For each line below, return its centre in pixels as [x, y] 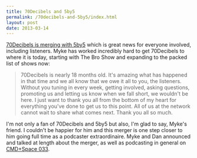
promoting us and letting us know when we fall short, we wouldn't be [104, 94]
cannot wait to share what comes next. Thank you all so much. [96, 113]
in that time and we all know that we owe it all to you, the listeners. [101, 81]
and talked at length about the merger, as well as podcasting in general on [96, 143]
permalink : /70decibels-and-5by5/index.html [62, 17]
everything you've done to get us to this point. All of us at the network [105, 106]
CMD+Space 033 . [28, 149]
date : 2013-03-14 [27, 28]
